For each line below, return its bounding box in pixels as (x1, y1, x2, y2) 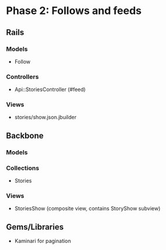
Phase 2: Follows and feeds (6, 4, 142, 18)
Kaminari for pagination (14, 238, 71, 245)
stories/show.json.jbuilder (14, 114, 77, 121)
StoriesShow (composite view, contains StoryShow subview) (14, 205, 161, 212)
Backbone (6, 130, 44, 141)
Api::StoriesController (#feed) (14, 86, 86, 93)
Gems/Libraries (6, 222, 64, 232)
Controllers (6, 72, 39, 81)
